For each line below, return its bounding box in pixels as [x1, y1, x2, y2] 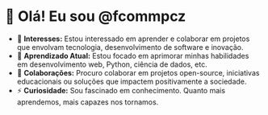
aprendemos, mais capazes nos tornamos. [16, 97, 159, 107]
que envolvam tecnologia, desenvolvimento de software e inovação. [16, 42, 245, 51]
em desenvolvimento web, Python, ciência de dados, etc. [16, 60, 208, 69]
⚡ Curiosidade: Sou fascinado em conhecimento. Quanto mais [16, 85, 225, 95]
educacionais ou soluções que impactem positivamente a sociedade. [16, 76, 247, 86]
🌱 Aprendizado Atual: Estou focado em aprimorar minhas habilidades [16, 51, 249, 60]
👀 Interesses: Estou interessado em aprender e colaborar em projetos [16, 34, 250, 43]
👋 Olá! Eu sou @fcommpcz [5, 7, 186, 26]
